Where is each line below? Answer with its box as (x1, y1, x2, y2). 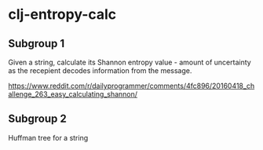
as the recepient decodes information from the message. (8, 66, 192, 75)
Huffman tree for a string (8, 133, 89, 142)
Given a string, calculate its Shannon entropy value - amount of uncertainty (8, 57, 251, 67)
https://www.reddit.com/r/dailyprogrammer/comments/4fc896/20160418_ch (8, 81, 255, 90)
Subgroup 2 (8, 112, 67, 126)
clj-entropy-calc (8, 5, 117, 24)
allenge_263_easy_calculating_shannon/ (8, 90, 138, 99)
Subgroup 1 (8, 37, 65, 50)
